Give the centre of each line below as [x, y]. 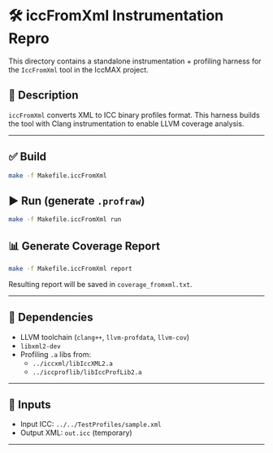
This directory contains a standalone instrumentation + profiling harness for [135, 61]
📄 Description [43, 96]
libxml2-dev [40, 346]
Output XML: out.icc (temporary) [76, 433]
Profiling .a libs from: [56, 354]
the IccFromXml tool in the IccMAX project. [78, 69]
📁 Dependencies [51, 318]
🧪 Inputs [30, 405]
